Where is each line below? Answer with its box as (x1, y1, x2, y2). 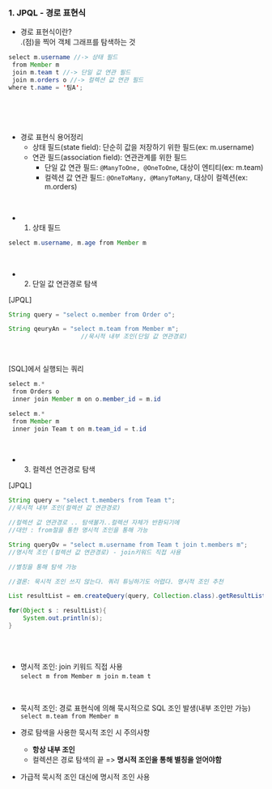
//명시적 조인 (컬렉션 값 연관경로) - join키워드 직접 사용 (8, 548, 181, 556)
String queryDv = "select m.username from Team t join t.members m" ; (8, 541, 249, 549)
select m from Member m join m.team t (19, 672, 151, 681)
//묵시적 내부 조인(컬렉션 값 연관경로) (8, 504, 121, 512)
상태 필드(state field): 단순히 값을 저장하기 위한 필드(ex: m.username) (32, 142, 255, 151)
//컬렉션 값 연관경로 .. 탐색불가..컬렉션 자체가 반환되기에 (8, 519, 180, 527)
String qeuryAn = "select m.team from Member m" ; (8, 325, 180, 333)
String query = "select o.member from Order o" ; (8, 310, 176, 319)
